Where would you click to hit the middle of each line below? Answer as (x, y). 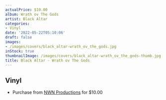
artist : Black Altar (27, 19)
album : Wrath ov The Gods (32, 14)
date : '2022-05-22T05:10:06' (35, 33)
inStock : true (20, 51)
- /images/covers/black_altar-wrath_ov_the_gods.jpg (61, 47)
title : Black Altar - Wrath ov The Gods (48, 60)
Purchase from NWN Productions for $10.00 (57, 93)
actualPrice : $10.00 (27, 10)
